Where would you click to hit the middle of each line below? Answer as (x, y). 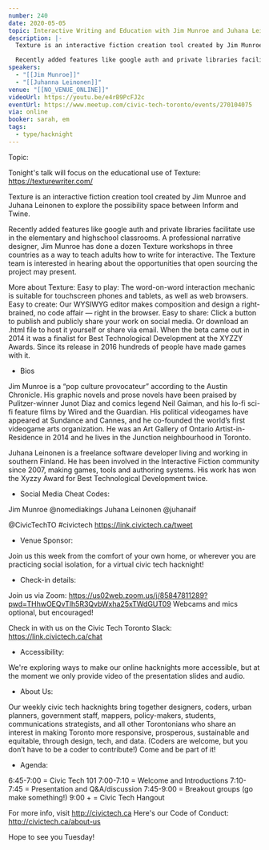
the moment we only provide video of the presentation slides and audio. (127, 676)
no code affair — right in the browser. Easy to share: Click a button (147, 312)
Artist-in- (230, 428)
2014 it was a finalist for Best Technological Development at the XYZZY (126, 338)
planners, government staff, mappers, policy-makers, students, (112, 715)
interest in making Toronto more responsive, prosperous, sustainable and (129, 732)
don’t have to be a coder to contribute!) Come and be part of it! (112, 749)
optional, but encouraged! (51, 612)
